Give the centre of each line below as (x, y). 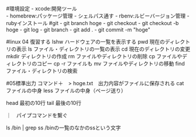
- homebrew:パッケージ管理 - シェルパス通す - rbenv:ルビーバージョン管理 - (98, 16)
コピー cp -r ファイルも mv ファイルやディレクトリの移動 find (111, 64)
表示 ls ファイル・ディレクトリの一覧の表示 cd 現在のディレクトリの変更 (103, 49)
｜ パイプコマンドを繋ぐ (37, 115)
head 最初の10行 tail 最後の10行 (44, 103)
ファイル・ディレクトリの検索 (42, 71)
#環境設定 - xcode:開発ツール (42, 8)
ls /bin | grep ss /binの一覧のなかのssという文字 (63, 128)
